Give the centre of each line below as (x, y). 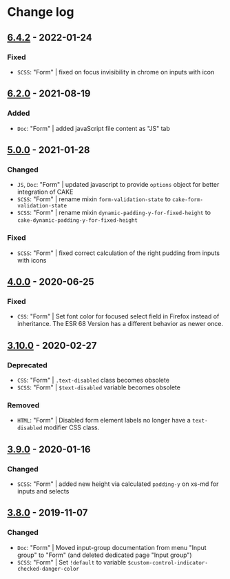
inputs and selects (43, 491)
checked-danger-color (48, 569)
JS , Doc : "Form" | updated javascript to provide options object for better (118, 185)
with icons (32, 260)
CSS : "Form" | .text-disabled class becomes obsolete (93, 380)
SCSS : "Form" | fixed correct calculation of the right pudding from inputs (118, 253)
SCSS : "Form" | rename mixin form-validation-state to (94, 199)
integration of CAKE (45, 192)
